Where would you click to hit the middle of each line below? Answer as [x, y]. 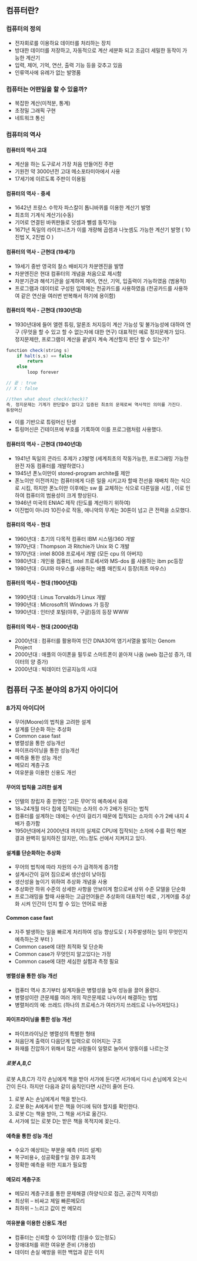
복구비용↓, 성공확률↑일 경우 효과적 [55, 1157]
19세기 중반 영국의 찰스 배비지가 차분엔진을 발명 [69, 266]
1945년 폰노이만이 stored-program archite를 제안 [72, 473]
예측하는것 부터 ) [34, 939]
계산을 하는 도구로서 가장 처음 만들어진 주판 [64, 164]
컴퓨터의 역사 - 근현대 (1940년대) [44, 444]
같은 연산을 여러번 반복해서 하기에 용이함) [68, 295]
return [35, 361]
